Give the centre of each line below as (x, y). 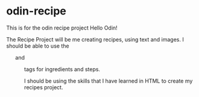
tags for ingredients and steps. (62, 69)
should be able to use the (38, 46)
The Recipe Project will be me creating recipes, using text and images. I (95, 39)
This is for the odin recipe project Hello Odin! (62, 28)
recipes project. (43, 87)
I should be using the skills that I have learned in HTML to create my (108, 81)
